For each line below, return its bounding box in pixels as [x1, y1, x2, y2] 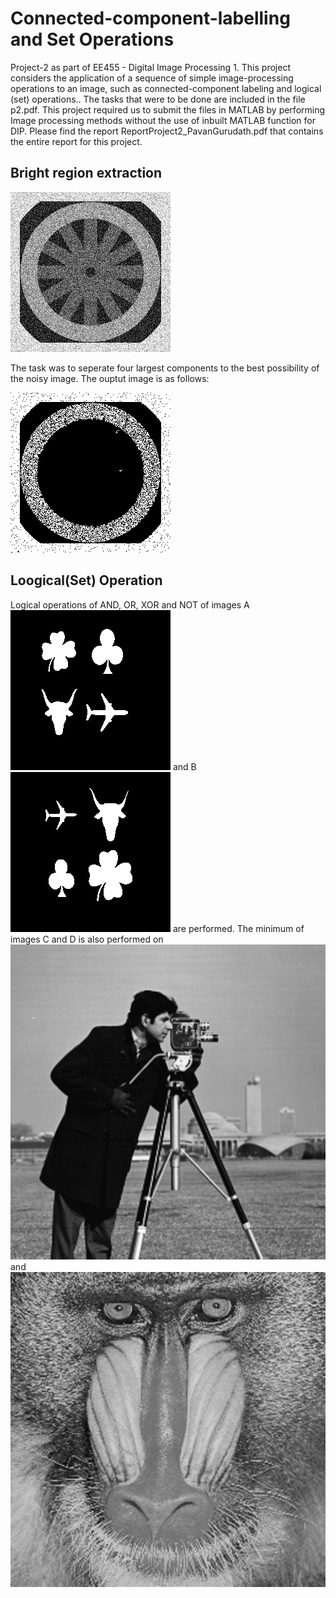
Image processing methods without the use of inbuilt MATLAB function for [10, 114, 316, 126]
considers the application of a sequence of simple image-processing [10, 72, 294, 84]
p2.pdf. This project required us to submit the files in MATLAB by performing [10, 103, 326, 116]
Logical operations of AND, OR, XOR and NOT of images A [10, 598, 250, 611]
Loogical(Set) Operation [10, 572, 163, 589]
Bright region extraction [10, 165, 163, 182]
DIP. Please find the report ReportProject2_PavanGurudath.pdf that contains [10, 125, 324, 137]
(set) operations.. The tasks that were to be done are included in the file [10, 93, 306, 105]
